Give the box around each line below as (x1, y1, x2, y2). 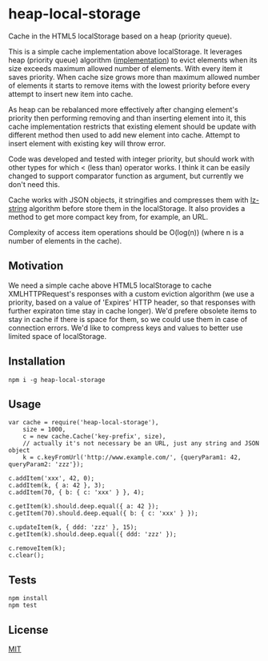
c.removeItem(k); (8, 544, 66, 552)
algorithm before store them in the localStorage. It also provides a (29, 203, 246, 213)
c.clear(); (8, 551, 45, 559)
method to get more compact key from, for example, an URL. (8, 212, 209, 221)
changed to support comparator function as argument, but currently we (8, 171, 244, 181)
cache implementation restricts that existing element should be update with (8, 121, 257, 131)
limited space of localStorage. (8, 331, 107, 340)
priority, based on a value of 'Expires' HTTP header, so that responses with (8, 297, 256, 307)
